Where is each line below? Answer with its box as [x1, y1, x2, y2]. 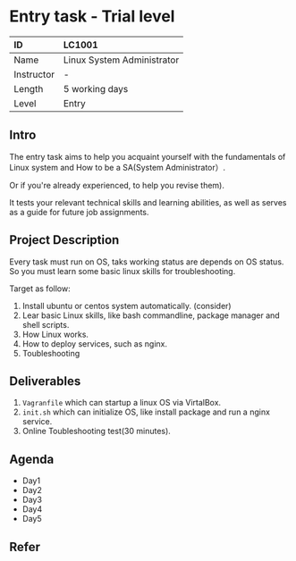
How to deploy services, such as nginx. [21, 338, 168, 349]
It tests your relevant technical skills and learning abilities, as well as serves [9, 197, 287, 207]
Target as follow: [9, 283, 71, 294]
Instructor [13, 68, 55, 80]
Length [13, 82, 44, 95]
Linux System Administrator [63, 54, 180, 66]
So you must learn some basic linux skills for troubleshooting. [9, 265, 236, 276]
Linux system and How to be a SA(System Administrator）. [9, 162, 226, 172]
